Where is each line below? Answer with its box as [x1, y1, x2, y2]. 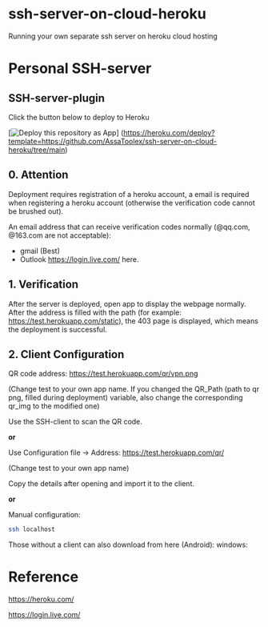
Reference [8, 568, 78, 586]
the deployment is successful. [8, 324, 108, 334]
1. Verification [8, 278, 78, 291]
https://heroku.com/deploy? [123, 127, 216, 137]
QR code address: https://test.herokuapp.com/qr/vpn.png [8, 369, 198, 379]
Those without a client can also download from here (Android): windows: [8, 540, 248, 549]
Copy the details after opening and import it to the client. [8, 479, 194, 488]
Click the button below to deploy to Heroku [8, 112, 150, 122]
